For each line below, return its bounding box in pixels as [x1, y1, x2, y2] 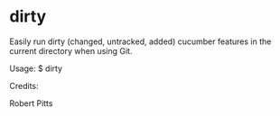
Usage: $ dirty [9, 63, 63, 74]
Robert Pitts [9, 97, 53, 109]
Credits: [9, 80, 39, 91]
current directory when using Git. [9, 45, 133, 56]
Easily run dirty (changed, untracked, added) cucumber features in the [9, 36, 272, 47]
